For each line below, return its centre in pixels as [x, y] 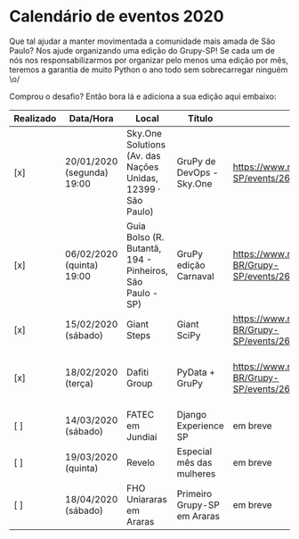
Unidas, [142, 178]
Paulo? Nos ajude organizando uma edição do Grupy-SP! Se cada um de [142, 50]
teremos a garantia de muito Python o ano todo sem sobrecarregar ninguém [149, 70]
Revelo [141, 462]
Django [192, 414]
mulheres [196, 473]
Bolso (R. [145, 236]
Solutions [146, 145]
